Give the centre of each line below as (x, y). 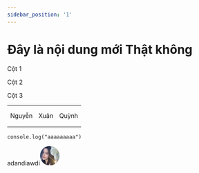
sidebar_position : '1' (40, 14)
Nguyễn (21, 115)
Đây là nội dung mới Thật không (100, 49)
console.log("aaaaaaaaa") (44, 137)
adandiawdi (23, 163)
